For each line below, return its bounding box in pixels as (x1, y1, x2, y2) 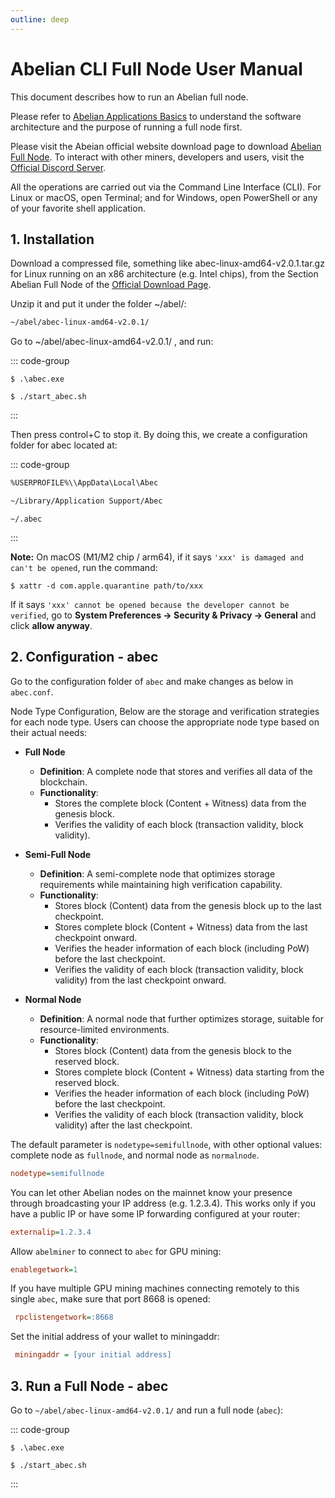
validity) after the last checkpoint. (54, 1119, 193, 1131)
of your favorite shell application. (10, 202, 146, 214)
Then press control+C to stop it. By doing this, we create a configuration (10, 429, 308, 441)
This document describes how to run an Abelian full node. (10, 91, 249, 103)
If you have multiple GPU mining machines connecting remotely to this (10, 1282, 300, 1295)
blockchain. (39, 776, 88, 788)
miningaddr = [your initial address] (14, 1350, 172, 1360)
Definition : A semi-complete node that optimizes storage (39, 867, 276, 880)
